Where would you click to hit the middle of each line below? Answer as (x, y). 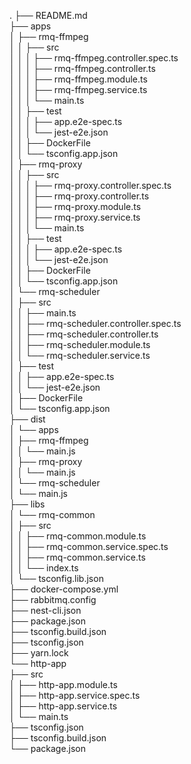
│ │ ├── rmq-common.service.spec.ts (89, 546)
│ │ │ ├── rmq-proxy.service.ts (75, 217)
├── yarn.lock (39, 653)
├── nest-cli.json (45, 610)
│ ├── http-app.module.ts (63, 684)
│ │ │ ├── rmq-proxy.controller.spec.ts (90, 185)
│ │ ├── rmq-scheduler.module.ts (80, 344)
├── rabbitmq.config (53, 599)
